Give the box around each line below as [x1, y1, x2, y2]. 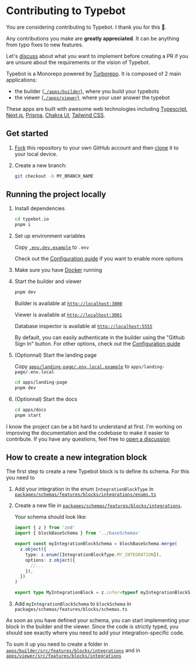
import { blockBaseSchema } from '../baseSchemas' [14, 530, 141, 536]
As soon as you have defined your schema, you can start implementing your [6, 617, 190, 623]
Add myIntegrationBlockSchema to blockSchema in [14, 600, 132, 607]
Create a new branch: [14, 161, 67, 168]
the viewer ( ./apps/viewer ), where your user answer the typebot [14, 94, 170, 101]
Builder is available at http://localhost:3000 [14, 300, 123, 307]
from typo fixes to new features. [6, 41, 84, 48]
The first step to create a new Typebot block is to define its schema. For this [6, 468, 190, 475]
